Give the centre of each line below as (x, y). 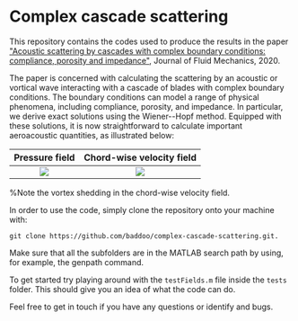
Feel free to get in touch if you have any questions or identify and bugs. (141, 307)
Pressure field (44, 157)
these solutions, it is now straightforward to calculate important (126, 125)
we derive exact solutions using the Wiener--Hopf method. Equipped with (145, 116)
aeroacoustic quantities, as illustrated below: (92, 135)
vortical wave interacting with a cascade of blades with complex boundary (147, 87)
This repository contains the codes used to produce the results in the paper (149, 41)
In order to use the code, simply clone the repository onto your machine (142, 210)
